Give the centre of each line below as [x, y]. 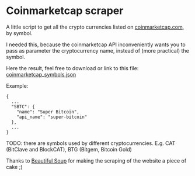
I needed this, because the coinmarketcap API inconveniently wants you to [96, 44]
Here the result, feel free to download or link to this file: [72, 68]
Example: [17, 85]
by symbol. [20, 33]
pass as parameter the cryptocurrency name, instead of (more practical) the [98, 50]
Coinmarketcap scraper [65, 11]
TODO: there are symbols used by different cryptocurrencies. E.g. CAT [91, 143]
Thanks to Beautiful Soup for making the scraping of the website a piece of [96, 161]
